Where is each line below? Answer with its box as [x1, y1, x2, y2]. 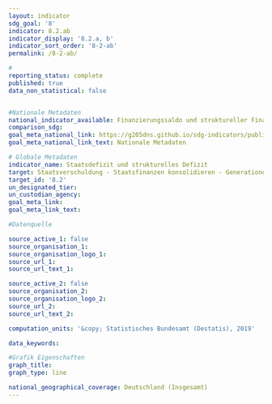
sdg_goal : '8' [8, 19, 57, 28]
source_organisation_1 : [8, 242, 89, 251]
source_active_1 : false [8, 235, 89, 243]
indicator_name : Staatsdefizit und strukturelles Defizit [8, 160, 208, 168]
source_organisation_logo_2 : [8, 295, 107, 303]
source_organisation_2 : [8, 287, 89, 296]
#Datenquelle [8, 220, 53, 228]
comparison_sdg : [8, 123, 63, 132]
